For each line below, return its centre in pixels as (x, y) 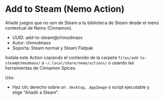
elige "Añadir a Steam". (35, 92)
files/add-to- (132, 58)
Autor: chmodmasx (32, 42)
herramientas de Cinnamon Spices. (41, 68)
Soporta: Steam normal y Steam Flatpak (53, 48)
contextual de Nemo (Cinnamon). (39, 28)
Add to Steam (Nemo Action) (65, 9)
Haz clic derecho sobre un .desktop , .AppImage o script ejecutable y (81, 87)
